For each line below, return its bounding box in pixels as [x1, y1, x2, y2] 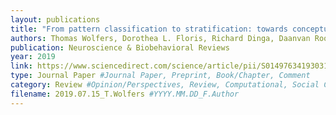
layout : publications [10, 14, 101, 25]
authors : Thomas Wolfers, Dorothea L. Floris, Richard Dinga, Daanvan [10, 33, 311, 43]
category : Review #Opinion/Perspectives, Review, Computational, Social [10, 80, 320, 90]
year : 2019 [10, 52, 56, 62]
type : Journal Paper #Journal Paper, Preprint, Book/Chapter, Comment [10, 71, 311, 81]
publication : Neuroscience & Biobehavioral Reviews [10, 42, 230, 53]
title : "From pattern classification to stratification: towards [10, 24, 288, 34]
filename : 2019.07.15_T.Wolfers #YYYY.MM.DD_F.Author [10, 89, 240, 99]
